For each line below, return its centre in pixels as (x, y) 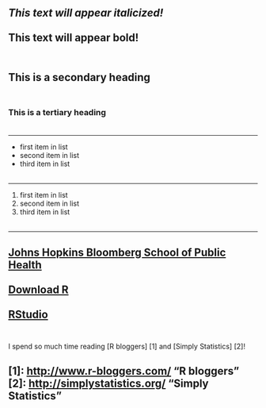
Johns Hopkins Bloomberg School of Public (117, 253)
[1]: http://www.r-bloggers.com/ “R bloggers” (124, 371)
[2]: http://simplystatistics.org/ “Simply (108, 384)
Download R (38, 290)
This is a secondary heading (79, 77)
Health (25, 265)
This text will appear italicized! (86, 13)
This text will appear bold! (74, 38)
